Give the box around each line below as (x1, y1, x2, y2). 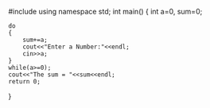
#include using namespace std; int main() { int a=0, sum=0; (8, 7, 203, 16)
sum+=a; (22, 36, 48, 44)
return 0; (8, 78, 41, 86)
